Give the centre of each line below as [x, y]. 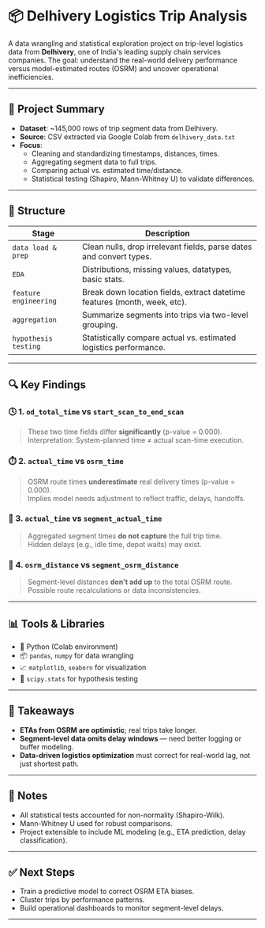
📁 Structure [37, 211]
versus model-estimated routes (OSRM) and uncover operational [113, 68]
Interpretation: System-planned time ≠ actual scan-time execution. [136, 440]
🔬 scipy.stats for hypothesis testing [78, 678]
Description [168, 233]
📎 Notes [28, 796]
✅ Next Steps [41, 872]
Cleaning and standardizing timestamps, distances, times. [125, 153]
